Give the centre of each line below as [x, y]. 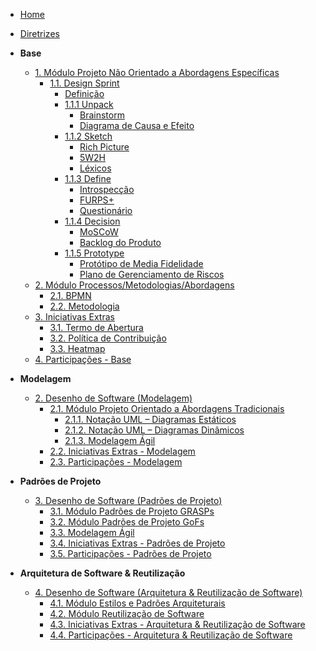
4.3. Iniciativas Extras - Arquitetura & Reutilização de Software [177, 624]
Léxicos [95, 168]
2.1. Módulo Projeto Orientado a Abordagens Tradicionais [167, 408]
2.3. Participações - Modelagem [116, 462]
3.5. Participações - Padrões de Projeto [130, 553]
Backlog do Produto [120, 242]
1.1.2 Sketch [88, 136]
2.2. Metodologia [84, 306]
